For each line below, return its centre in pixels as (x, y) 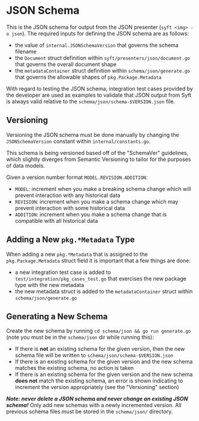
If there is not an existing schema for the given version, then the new (100, 349)
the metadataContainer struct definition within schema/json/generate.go (102, 70)
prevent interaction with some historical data (70, 208)
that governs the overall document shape (66, 64)
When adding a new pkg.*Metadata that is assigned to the (77, 254)
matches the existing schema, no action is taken (74, 368)
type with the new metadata (49, 285)
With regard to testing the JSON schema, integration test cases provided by (100, 88)
